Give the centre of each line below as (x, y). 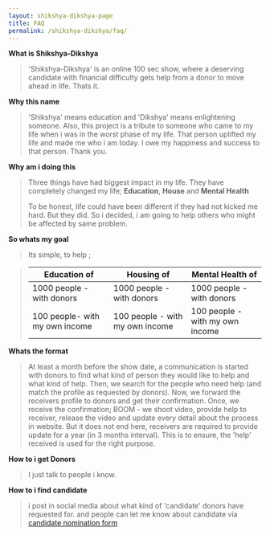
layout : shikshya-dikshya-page (61, 16)
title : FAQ (27, 23)
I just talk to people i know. (72, 475)
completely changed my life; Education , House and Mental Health (138, 191)
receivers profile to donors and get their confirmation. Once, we (133, 401)
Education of (69, 275)
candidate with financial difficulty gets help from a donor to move (136, 78)
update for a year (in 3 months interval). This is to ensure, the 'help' (139, 435)
